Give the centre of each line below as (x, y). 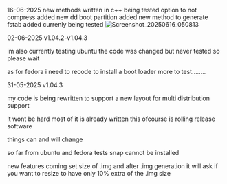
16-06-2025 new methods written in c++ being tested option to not (102, 10)
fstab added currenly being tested (55, 24)
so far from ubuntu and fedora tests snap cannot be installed (93, 153)
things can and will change (45, 139)
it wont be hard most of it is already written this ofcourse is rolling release (111, 119)
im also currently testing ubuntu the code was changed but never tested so (113, 51)
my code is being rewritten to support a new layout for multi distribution (108, 98)
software (20, 126)
